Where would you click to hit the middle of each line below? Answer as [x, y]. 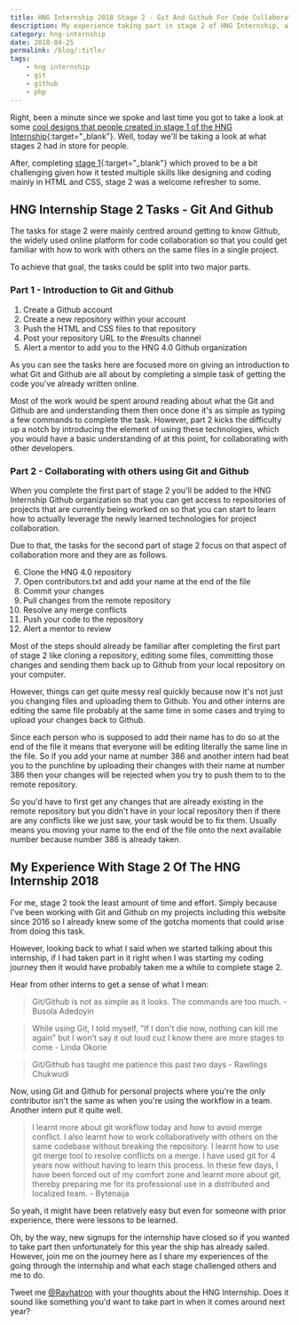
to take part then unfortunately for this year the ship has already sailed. [140, 1247]
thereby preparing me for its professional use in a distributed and [150, 1184]
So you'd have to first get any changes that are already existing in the [137, 801]
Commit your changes [63, 590]
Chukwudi [50, 1073]
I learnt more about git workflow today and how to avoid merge [147, 1127]
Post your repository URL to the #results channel [112, 338]
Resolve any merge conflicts [75, 609]
